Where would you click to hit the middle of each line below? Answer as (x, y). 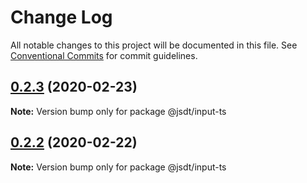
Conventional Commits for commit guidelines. (104, 55)
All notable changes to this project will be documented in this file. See (154, 45)
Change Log (61, 17)
